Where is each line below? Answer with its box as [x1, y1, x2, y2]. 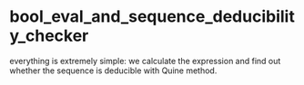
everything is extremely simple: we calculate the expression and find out [9, 55, 281, 66]
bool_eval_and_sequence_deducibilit [9, 6, 296, 27]
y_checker [9, 25, 89, 46]
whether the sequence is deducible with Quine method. [9, 65, 218, 76]
